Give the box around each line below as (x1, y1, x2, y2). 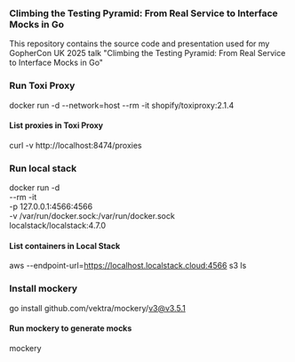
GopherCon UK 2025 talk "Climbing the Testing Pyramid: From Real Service (9, 48, 286, 59)
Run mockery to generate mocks (9, 323, 132, 334)
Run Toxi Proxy (9, 79, 76, 92)
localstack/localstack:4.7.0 (9, 221, 107, 231)
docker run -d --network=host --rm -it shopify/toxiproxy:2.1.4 (9, 100, 235, 110)
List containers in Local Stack (9, 240, 121, 251)
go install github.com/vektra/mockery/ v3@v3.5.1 (9, 302, 187, 313)
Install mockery (9, 283, 78, 295)
